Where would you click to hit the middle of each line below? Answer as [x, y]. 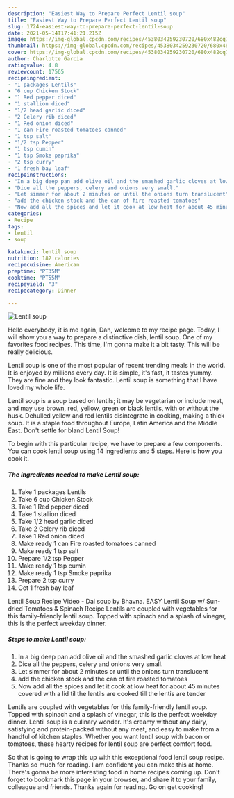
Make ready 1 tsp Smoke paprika [65, 573]
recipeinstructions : [38, 175]
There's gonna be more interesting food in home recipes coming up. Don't [114, 772]
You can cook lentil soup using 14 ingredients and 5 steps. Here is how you [115, 451]
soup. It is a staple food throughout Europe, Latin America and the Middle [113, 423]
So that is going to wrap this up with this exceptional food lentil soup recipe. [116, 758]
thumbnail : [24, 46]
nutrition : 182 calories [44, 258]
